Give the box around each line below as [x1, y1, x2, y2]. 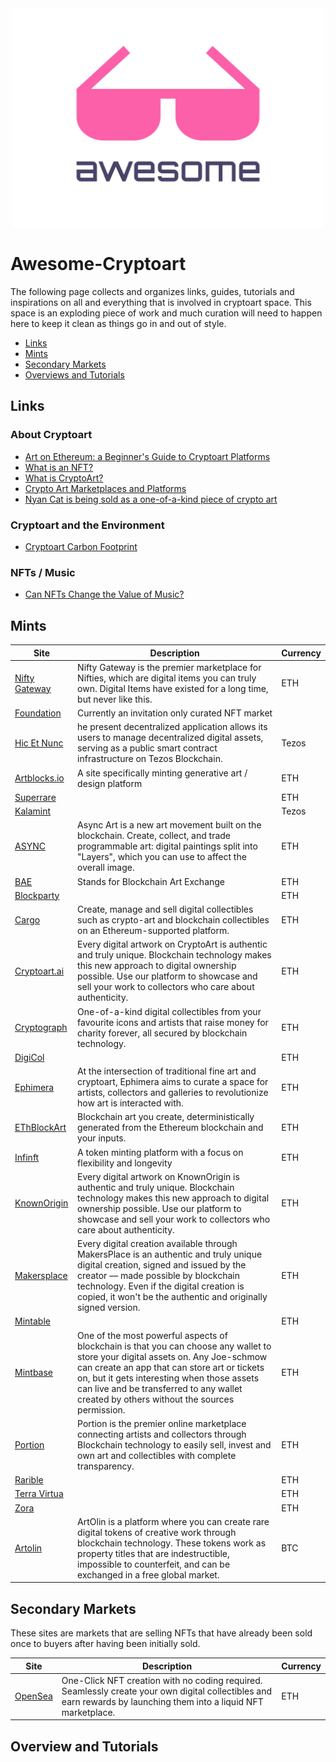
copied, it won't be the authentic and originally [77, 1291, 268, 1303]
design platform [77, 777, 143, 789]
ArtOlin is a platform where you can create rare [77, 1515, 270, 1527]
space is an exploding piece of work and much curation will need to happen [10, 307, 323, 319]
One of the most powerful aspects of [77, 1329, 228, 1341]
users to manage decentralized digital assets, [77, 732, 264, 744]
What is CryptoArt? [24, 472, 104, 484]
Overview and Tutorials [10, 1738, 159, 1755]
